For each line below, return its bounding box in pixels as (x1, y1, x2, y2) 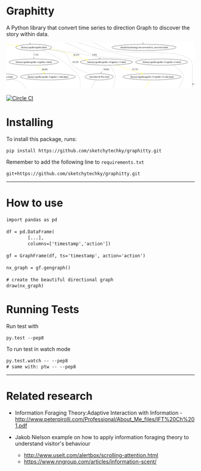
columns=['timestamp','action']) (28, 241, 111, 247)
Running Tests (6, 303, 80, 316)
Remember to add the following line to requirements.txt (6, 158, 145, 166)
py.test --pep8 (6, 335, 44, 341)
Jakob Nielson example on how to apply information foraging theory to (14, 433, 190, 440)
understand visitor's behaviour (14, 440, 91, 447)
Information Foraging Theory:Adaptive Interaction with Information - (14, 409, 182, 416)
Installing (6, 116, 54, 130)
